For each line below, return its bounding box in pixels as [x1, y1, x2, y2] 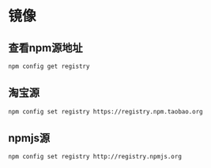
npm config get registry [8, 62, 90, 70]
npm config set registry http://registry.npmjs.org [8, 153, 182, 161]
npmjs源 [8, 131, 50, 144]
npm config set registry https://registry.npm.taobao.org [8, 107, 203, 115]
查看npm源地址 [8, 41, 83, 54]
